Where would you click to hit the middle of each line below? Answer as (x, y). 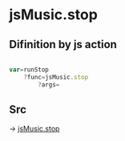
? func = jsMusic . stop (56, 77)
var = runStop (29, 70)
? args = (49, 85)
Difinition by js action (63, 44)
